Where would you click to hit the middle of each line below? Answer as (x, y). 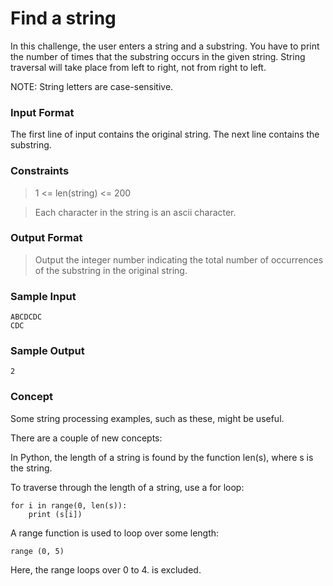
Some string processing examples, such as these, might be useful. (147, 418)
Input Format (42, 112)
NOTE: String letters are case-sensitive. (92, 86)
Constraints (40, 171)
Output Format (46, 238)
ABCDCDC (26, 317)
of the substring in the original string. (111, 270)
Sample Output (47, 351)
